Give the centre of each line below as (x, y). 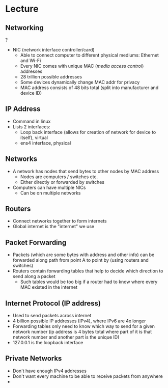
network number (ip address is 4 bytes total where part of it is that (82, 332)
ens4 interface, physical (46, 143)
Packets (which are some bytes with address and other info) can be (83, 255)
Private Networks (34, 359)
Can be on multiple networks (50, 193)
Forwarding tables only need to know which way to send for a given (84, 326)
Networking (25, 28)
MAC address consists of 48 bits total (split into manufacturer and (89, 88)
